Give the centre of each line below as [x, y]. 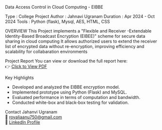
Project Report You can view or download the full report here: [66, 61]
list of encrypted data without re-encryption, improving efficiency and [75, 46]
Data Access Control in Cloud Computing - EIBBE [54, 7]
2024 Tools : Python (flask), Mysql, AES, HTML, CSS [57, 22]
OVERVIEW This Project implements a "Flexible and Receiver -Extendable [78, 31]
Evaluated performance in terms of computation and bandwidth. [76, 97]
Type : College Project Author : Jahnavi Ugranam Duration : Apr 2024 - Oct [80, 16]
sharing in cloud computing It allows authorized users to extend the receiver [81, 41]
